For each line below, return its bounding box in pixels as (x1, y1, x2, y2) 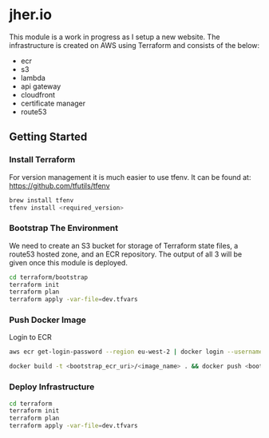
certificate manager (20, 98, 86, 108)
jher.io (9, 6, 53, 24)
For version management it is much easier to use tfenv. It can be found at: (9, 172, 251, 181)
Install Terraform (9, 154, 76, 165)
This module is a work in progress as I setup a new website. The (9, 32, 220, 42)
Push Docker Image (9, 314, 86, 325)
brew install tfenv (9, 196, 74, 205)
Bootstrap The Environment (9, 222, 119, 233)
